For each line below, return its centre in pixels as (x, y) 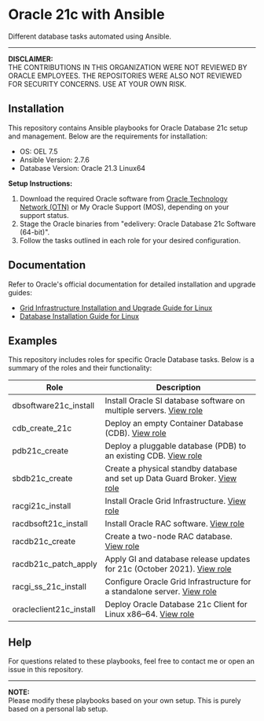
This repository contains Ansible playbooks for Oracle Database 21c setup (128, 128)
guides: (20, 292)
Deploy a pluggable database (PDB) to (176, 446)
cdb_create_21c (42, 428)
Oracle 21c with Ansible (86, 15)
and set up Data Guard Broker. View (171, 479)
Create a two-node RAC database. (169, 537)
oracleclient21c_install (54, 609)
